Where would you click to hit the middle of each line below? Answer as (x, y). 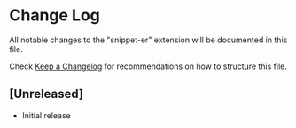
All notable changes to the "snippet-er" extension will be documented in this (148, 40)
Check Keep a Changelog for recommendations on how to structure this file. (148, 66)
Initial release (46, 115)
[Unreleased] (47, 94)
